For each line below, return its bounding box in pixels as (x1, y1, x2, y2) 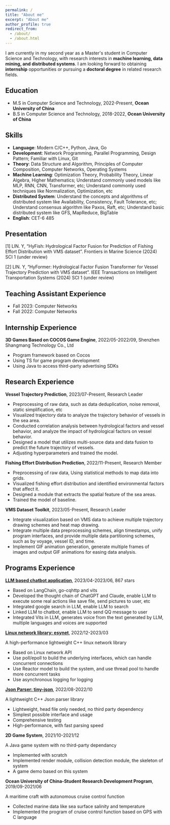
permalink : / (5, 7, 33, 13)
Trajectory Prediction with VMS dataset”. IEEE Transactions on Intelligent (5, 269, 157, 275)
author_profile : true (5, 21, 51, 27)
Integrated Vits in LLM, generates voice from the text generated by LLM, (12, 614, 164, 620)
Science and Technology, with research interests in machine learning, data (5, 55, 163, 61)
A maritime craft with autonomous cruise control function (5, 793, 125, 800)
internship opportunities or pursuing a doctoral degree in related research (5, 66, 161, 72)
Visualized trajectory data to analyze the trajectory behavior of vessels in (12, 411, 165, 418)
